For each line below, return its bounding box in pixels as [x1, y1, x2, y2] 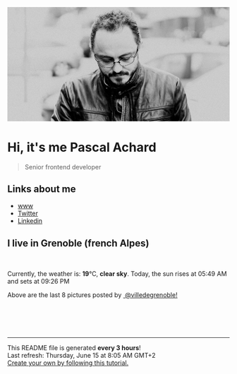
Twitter [17, 209, 39, 218]
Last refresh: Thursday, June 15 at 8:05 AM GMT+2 [7, 351, 157, 360]
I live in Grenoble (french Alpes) [7, 237, 150, 249]
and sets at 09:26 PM [7, 277, 70, 286]
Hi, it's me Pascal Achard [7, 139, 157, 155]
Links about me [7, 183, 76, 195]
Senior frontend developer [24, 162, 102, 171]
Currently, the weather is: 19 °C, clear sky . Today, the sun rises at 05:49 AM [7, 270, 227, 278]
